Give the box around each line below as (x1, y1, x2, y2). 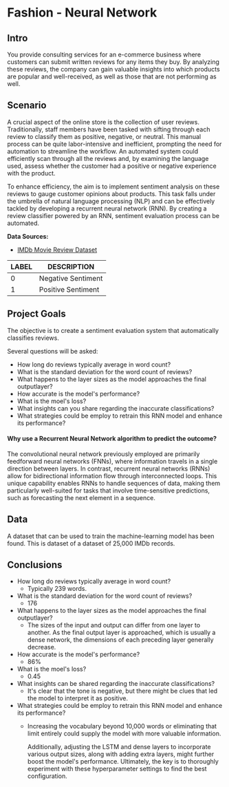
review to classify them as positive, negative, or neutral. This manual (7, 132, 201, 140)
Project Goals (7, 308, 67, 320)
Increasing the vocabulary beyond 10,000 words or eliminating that (27, 722, 217, 731)
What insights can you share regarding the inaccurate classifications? (17, 404, 215, 412)
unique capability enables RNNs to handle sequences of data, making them (7, 479, 221, 487)
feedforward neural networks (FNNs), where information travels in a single (7, 457, 218, 465)
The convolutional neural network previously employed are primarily (7, 449, 200, 458)
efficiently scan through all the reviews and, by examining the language (7, 154, 209, 162)
